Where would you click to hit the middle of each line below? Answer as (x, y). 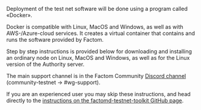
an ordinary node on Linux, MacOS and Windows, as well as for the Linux (98, 58)
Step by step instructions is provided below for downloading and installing (99, 51)
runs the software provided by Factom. (55, 40)
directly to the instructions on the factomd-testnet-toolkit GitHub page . (95, 100)
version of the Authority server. (45, 64)
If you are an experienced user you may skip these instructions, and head (98, 94)
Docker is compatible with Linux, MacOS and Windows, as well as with (95, 27)
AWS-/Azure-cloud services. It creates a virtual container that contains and (101, 33)
